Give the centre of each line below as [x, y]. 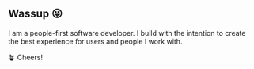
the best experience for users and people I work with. [95, 41]
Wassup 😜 [36, 14]
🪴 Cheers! [26, 57]
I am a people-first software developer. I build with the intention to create [127, 33]
